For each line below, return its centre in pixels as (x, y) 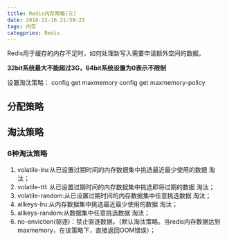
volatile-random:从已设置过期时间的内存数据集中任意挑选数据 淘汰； (114, 196)
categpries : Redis (34, 33)
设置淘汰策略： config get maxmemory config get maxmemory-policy (106, 83)
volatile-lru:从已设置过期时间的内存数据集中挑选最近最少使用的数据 (112, 170)
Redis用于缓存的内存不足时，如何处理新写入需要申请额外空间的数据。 (106, 53)
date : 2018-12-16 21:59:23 (46, 20)
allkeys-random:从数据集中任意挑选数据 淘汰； (83, 213)
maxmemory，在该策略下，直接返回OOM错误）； (87, 230)
